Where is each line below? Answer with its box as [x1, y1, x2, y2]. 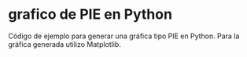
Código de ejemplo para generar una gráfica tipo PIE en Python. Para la [8, 31, 240, 41]
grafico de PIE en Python [8, 5, 173, 23]
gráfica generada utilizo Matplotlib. [8, 39, 122, 48]
